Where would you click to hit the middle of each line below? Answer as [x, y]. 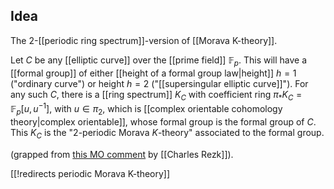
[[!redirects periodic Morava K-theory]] [90, 173]
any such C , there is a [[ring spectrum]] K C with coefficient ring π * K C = [156, 95]
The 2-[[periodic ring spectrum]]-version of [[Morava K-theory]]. [144, 40]
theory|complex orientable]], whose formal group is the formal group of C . [163, 121]
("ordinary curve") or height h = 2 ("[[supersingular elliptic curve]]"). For [159, 83]
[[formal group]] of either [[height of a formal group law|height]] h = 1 [153, 73]
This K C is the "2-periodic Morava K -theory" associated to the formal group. [167, 133]
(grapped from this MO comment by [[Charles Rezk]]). [122, 154]
